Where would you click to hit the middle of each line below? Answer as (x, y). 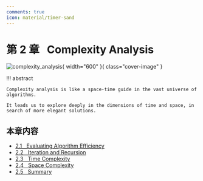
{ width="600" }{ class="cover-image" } (112, 67)
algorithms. (21, 95)
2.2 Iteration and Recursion (50, 152)
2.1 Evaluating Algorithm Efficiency (60, 146)
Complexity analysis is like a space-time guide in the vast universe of (102, 90)
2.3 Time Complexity (43, 159)
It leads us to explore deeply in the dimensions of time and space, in (100, 106)
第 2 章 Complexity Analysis (80, 50)
